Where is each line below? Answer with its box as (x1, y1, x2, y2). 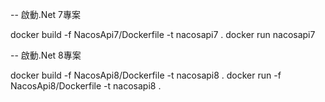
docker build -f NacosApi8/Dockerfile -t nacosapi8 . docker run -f (10, 69, 282, 81)
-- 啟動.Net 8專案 (10, 49, 82, 61)
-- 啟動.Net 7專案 (10, 9, 81, 20)
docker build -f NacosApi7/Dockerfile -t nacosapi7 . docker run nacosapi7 (10, 29, 316, 40)
